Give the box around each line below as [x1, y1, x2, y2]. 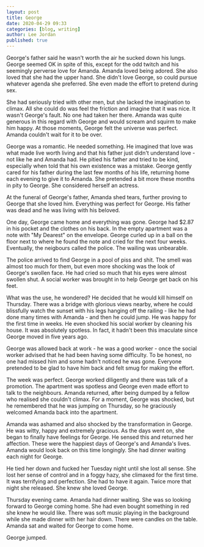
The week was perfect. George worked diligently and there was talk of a [6, 376, 188, 383]
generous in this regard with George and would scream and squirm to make [6, 118, 197, 125]
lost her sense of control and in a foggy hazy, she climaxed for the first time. [6, 471, 199, 479]
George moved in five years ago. [6, 333, 89, 340]
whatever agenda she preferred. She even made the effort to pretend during [6, 80, 199, 87]
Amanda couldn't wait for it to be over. [6, 131, 103, 138]
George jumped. [6, 534, 47, 541]
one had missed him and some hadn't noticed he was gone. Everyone [6, 358, 182, 365]
